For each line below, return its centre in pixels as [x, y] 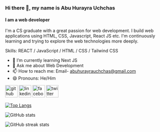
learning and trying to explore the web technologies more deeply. [72, 41]
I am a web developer [27, 20]
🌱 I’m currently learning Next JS [45, 60]
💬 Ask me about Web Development [48, 66]
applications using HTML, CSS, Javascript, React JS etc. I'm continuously [80, 36]
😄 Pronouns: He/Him [34, 78]
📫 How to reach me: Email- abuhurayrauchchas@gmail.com [74, 71]
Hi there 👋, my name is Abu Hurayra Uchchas [60, 8]
